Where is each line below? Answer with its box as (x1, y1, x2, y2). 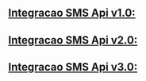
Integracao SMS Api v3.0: (8, 60, 138, 74)
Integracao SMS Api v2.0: (8, 33, 138, 47)
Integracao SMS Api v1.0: (8, 6, 136, 20)
